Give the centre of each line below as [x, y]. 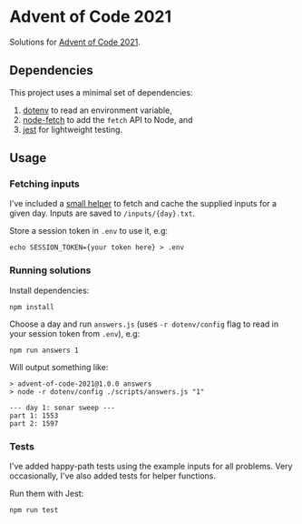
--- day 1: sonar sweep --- [63, 408]
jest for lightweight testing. [73, 129]
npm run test [34, 510]
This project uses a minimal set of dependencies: [101, 92]
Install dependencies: [49, 290]
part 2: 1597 [34, 423]
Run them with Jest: [47, 494]
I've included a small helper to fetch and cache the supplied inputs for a [143, 204]
